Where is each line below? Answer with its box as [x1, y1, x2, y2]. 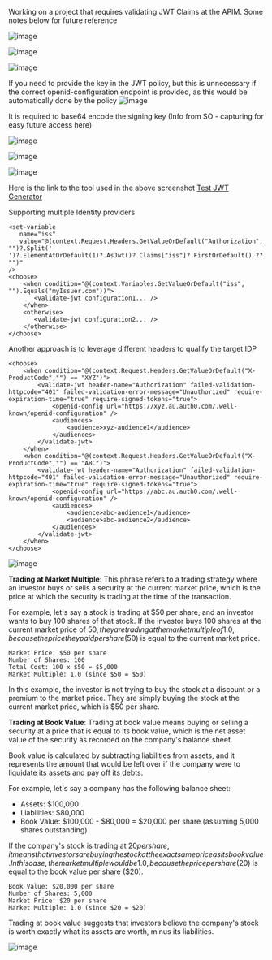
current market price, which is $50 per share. [8, 702, 160, 711]
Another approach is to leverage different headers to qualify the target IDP [8, 344, 257, 353]
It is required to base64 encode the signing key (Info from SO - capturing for [8, 111, 264, 121]
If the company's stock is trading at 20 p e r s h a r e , [8, 841, 170, 850]
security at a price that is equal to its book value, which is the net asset [8, 726, 246, 736]
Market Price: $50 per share [8, 649, 107, 657]
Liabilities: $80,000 [19, 808, 85, 817]
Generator [8, 192, 43, 201]
